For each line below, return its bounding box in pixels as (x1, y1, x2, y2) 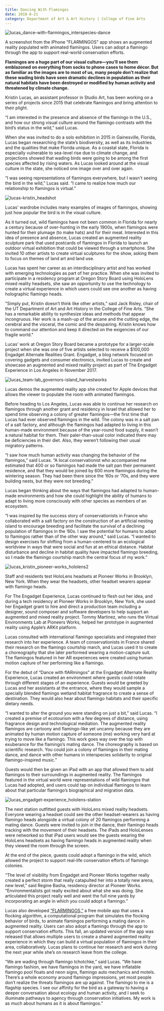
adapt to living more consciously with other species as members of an (5, 498, 147, 504)
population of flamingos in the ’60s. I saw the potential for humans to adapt (5, 529, 157, 534)
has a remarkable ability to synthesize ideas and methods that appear (5, 311, 146, 317)
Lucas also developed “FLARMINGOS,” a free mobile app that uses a (5, 908, 143, 914)
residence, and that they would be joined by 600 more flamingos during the (5, 468, 158, 474)
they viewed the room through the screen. (5, 843, 90, 849)
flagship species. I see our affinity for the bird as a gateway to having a (5, 985, 148, 991)
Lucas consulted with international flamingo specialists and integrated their (5, 634, 157, 640)
